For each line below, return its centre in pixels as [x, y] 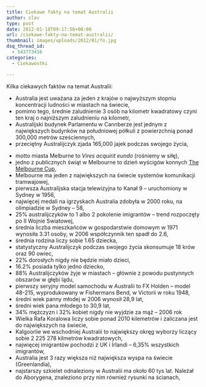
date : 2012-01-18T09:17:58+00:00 [49, 29]
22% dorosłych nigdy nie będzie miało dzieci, [73, 260]
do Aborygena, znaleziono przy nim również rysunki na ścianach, [98, 377]
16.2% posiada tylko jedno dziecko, [60, 266]
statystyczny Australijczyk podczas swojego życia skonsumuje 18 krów [105, 247]
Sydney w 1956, [35, 194]
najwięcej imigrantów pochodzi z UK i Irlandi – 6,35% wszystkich [97, 345]
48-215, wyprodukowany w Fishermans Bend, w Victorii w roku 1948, [102, 293]
